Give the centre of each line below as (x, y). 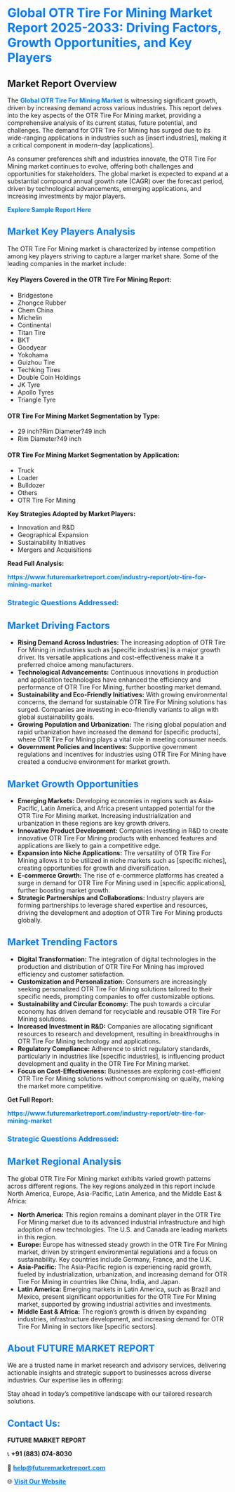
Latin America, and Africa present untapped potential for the (128, 808)
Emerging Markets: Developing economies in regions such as (107, 800)
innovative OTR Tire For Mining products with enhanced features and (117, 838)
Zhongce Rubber (42, 303)
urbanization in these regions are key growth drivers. (94, 823)
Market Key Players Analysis (71, 232)
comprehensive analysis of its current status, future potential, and (102, 123)
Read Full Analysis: (36, 564)
